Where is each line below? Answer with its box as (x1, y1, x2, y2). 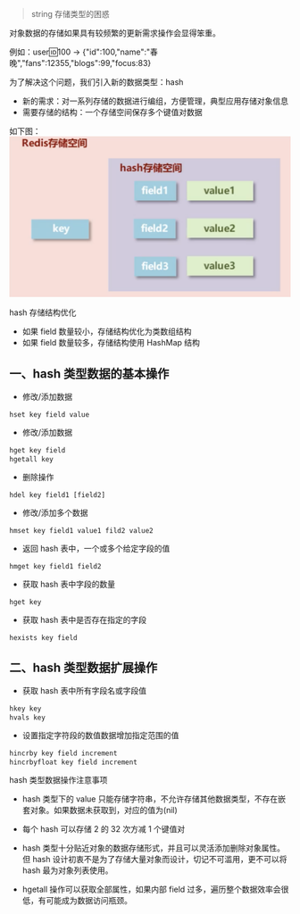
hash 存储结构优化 (9, 307, 77, 318)
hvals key (9, 713, 46, 722)
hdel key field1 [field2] (9, 491, 105, 500)
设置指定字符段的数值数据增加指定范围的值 (21, 730, 179, 741)
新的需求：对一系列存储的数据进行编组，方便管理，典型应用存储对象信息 (21, 96, 288, 106)
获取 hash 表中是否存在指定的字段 (21, 615, 147, 626)
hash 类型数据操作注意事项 (9, 775, 108, 785)
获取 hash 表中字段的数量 (21, 579, 116, 590)
